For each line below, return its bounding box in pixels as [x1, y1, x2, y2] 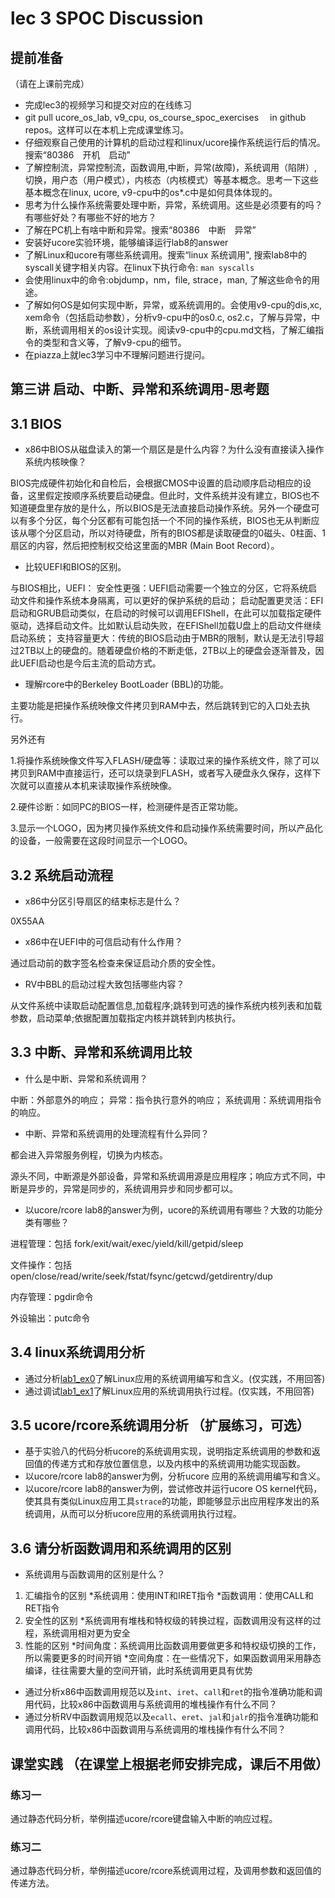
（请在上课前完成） [10, 78, 90, 89]
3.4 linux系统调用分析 [10, 1344, 146, 1361]
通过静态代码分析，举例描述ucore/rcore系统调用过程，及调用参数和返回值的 [10, 1865, 322, 1877]
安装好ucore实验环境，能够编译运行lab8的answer [24, 237, 229, 248]
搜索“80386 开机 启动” [24, 149, 131, 161]
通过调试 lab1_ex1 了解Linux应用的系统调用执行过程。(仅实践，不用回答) [24, 1385, 315, 1397]
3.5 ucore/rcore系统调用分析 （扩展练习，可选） [10, 1417, 310, 1434]
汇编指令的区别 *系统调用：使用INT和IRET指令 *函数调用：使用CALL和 [24, 1590, 314, 1602]
